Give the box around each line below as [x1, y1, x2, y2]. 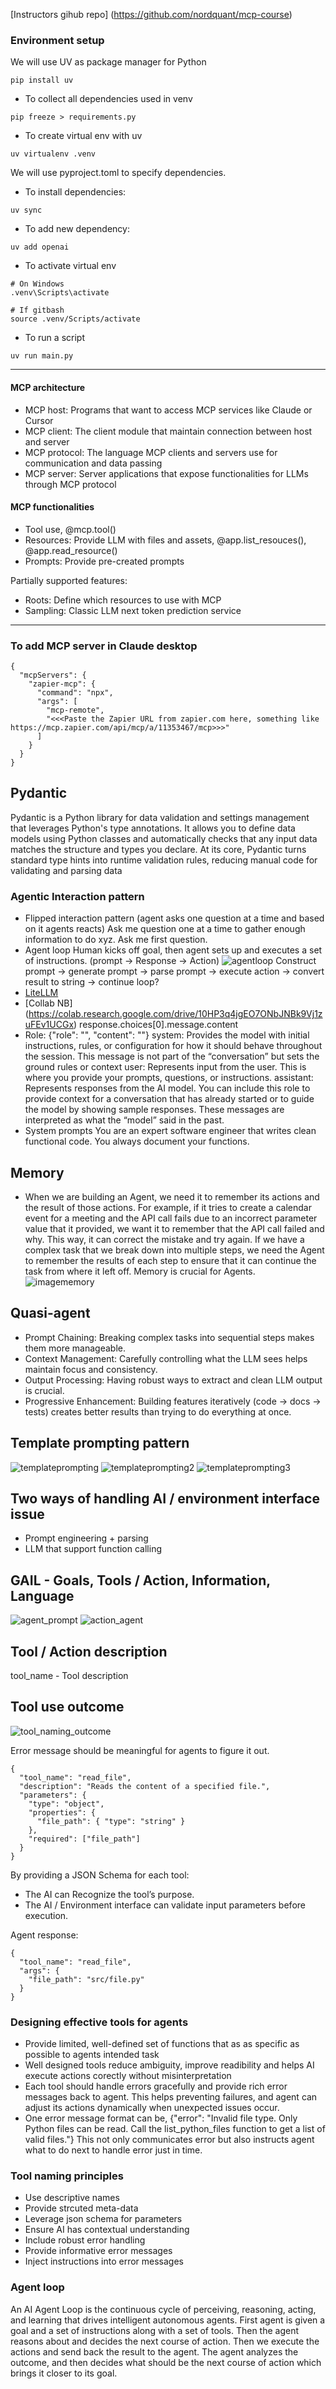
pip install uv [10, 75, 74, 86]
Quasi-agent [10, 1305, 91, 1322]
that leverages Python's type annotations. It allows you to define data [10, 822, 296, 834]
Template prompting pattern [10, 1435, 190, 1452]
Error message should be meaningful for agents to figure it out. [10, 1744, 270, 1756]
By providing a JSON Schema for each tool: [10, 1869, 190, 1881]
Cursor [24, 414, 54, 426]
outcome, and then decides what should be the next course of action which [10, 2356, 322, 2368]
